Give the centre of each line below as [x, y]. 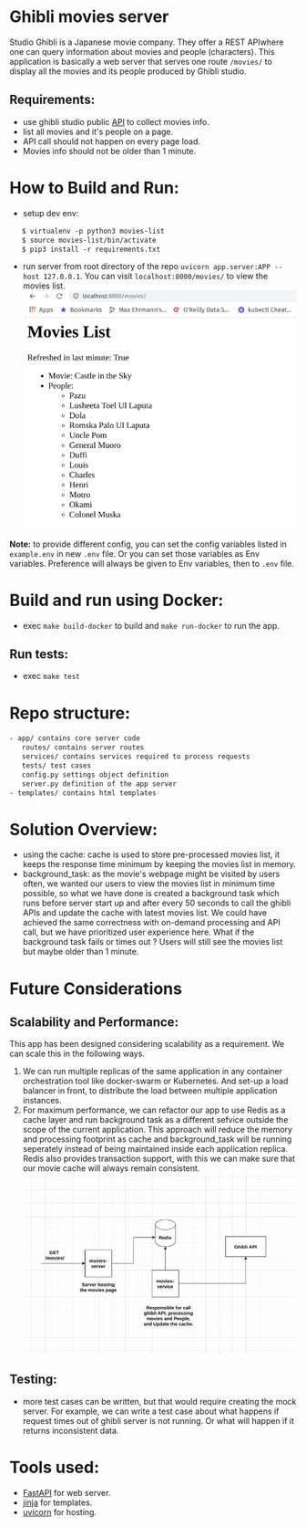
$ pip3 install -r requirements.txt [91, 249]
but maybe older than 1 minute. [81, 952]
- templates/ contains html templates [83, 793]
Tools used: [55, 1467]
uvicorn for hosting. [60, 1511]
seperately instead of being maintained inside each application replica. [155, 1149]
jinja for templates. [57, 1502]
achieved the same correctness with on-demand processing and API [151, 923]
